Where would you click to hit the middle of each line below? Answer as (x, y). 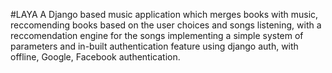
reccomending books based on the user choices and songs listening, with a (166, 25)
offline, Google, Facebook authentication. (95, 57)
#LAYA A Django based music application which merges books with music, (164, 14)
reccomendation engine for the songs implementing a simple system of (157, 35)
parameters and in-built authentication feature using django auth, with (154, 46)
